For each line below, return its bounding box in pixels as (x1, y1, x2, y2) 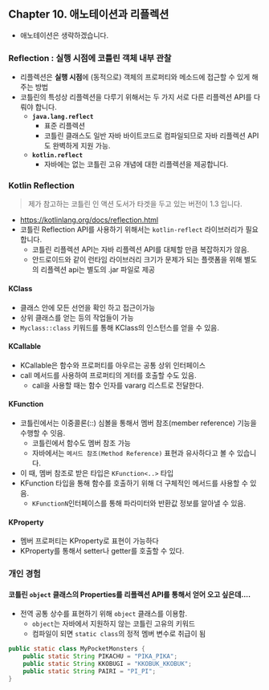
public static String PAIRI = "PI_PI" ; (22, 667, 157, 676)
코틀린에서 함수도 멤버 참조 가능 (31, 438, 131, 448)
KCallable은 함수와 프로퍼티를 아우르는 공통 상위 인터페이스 (19, 360, 206, 370)
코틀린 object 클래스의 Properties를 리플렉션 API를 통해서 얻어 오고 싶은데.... (8, 589, 251, 599)
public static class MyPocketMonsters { (8, 645, 146, 653)
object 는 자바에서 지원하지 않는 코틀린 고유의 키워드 (31, 619, 195, 628)
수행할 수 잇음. (19, 428, 66, 438)
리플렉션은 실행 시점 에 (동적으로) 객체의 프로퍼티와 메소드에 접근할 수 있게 (19, 72, 251, 82)
